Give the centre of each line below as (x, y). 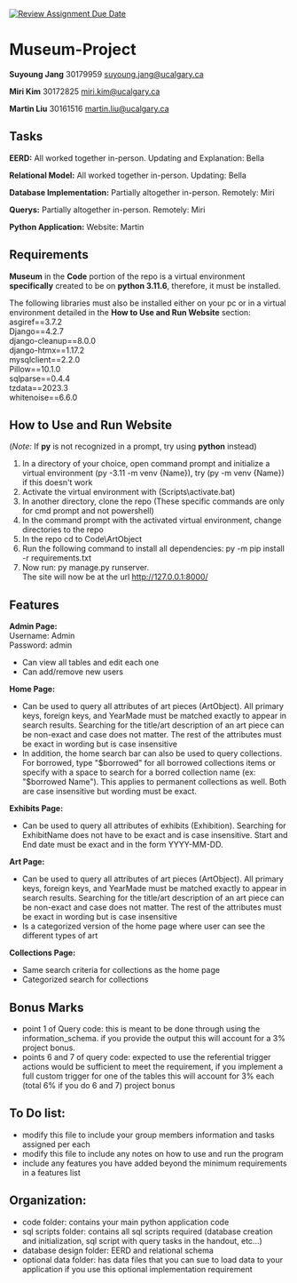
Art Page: (27, 862)
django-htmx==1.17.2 (47, 350)
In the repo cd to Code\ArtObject (82, 539)
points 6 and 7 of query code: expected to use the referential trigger (146, 1057)
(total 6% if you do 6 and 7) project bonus (98, 1085)
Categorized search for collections (85, 980)
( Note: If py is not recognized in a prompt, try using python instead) (133, 446)
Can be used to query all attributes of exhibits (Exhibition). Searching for (154, 825)
